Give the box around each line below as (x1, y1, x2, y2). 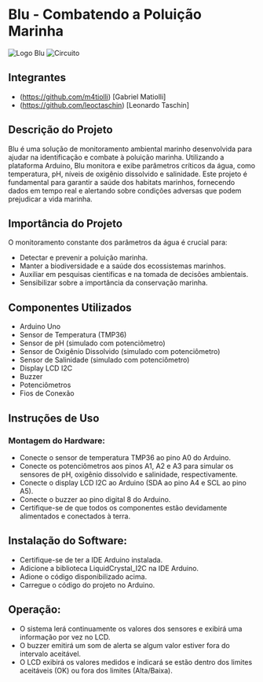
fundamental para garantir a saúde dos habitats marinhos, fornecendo (8, 177, 236, 186)
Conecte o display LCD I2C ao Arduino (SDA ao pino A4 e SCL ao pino (19, 477, 247, 487)
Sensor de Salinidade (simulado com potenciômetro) (19, 356, 190, 365)
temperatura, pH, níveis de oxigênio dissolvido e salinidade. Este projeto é (8, 169, 247, 179)
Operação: (8, 603, 61, 617)
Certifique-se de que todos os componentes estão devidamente (19, 503, 228, 512)
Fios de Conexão (19, 389, 75, 398)
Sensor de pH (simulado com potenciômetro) (19, 338, 166, 348)
